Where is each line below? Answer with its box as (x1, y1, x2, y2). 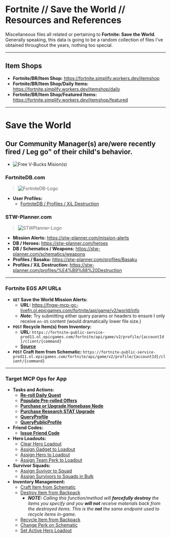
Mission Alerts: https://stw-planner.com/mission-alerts (12, 235, 129, 241)
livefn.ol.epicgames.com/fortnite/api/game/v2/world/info (20, 307, 140, 313)
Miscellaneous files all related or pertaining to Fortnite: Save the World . (5, 31, 156, 37)
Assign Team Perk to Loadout (20, 457, 82, 463)
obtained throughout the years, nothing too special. (5, 42, 113, 48)
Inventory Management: (12, 478, 65, 485)
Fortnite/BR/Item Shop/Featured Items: (12, 91, 97, 97)
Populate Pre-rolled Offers (20, 397, 77, 404)
